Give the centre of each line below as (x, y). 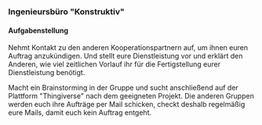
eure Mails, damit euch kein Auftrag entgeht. (80, 112)
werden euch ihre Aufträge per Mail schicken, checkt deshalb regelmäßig (127, 105)
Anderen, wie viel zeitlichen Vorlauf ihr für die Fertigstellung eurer (115, 64)
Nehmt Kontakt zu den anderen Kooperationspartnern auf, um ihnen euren (128, 48)
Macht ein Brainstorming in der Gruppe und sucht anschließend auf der (124, 87)
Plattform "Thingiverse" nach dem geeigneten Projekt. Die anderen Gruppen (131, 96)
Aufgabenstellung (38, 30)
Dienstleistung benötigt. (47, 73)
